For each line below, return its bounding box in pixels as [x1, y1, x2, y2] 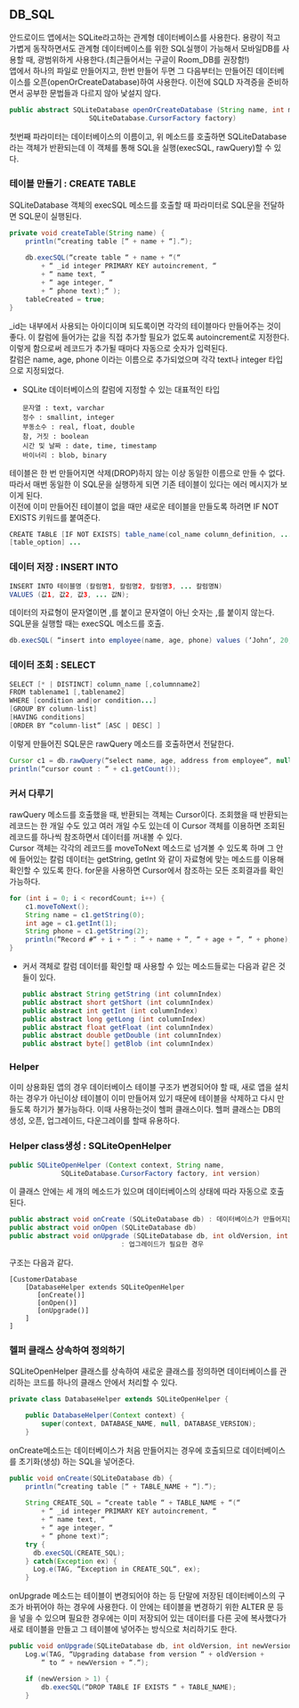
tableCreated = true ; [25, 294, 105, 304]
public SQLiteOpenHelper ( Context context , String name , [9, 1161, 225, 1170]
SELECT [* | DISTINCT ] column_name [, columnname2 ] [9, 679, 201, 689]
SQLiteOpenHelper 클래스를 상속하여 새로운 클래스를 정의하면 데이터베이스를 [9, 1366, 278, 1376]
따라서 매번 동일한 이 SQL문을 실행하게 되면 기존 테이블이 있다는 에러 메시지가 [9, 479, 279, 489]
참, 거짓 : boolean [21, 431, 89, 440]
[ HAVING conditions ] [9, 713, 86, 722]
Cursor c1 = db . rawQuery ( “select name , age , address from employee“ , [9, 756, 273, 765]
